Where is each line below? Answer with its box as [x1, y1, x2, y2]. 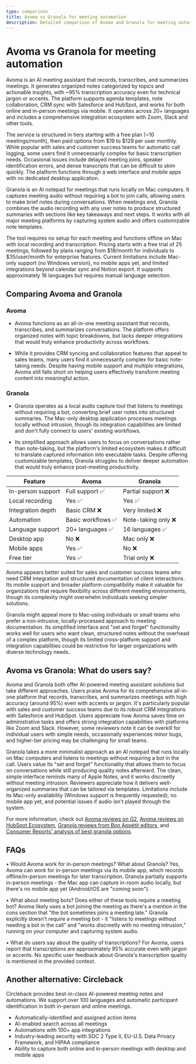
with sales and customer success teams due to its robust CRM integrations [6, 706, 186, 713]
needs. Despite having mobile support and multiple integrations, [31, 362, 185, 369]
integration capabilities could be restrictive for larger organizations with [6, 642, 178, 649]
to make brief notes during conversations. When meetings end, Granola [6, 198, 178, 205]
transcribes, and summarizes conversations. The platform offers [14, 326, 169, 333]
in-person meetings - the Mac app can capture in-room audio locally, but [6, 879, 182, 886]
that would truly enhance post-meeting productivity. [14, 463, 140, 471]
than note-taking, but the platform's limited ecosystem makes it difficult [14, 445, 187, 452]
